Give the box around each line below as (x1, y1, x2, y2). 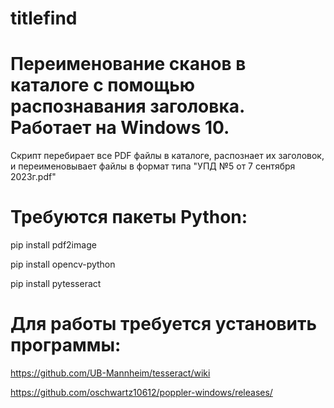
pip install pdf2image (10, 239, 97, 251)
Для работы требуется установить (10, 313, 317, 336)
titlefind (10, 7, 78, 30)
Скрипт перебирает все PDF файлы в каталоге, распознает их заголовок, (10, 150, 325, 162)
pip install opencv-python (10, 258, 116, 271)
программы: (10, 334, 122, 357)
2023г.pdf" (10, 171, 57, 183)
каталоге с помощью (10, 74, 196, 97)
